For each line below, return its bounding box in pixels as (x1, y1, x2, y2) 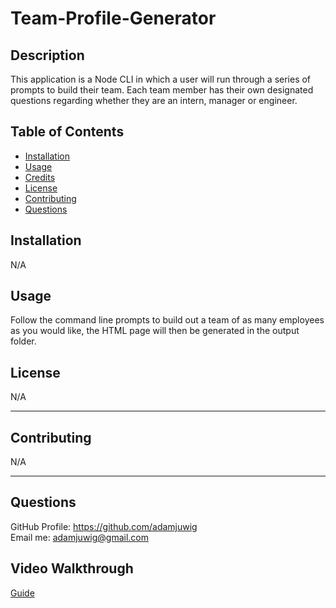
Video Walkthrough (10, 560, 134, 577)
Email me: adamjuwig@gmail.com (10, 531, 150, 543)
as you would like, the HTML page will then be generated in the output (10, 325, 300, 337)
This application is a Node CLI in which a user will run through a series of (10, 73, 312, 85)
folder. (10, 335, 37, 347)
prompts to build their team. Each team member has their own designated (10, 84, 314, 96)
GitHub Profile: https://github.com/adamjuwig (10, 520, 198, 532)
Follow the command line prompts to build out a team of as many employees (10, 314, 325, 326)
